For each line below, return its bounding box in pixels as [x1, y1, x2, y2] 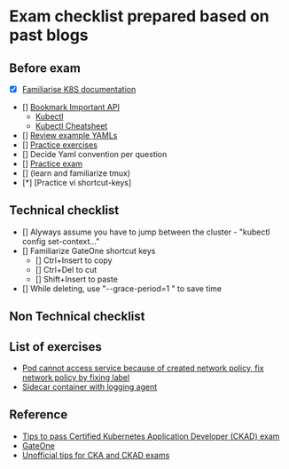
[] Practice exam [21, 158, 82, 170]
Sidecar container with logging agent [21, 382, 158, 393]
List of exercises [9, 339, 102, 354]
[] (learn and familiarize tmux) [21, 168, 131, 179]
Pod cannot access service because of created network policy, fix [21, 362, 264, 374]
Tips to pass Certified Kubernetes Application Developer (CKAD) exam [21, 431, 280, 441]
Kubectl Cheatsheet [35, 121, 108, 131]
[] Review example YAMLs [21, 131, 118, 141]
